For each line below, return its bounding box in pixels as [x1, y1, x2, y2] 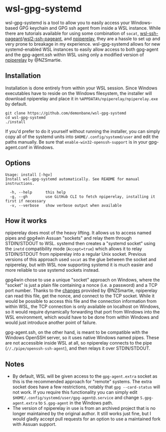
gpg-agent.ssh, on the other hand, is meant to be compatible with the [5, 330, 148, 336]
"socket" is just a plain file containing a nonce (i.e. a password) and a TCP [5, 282, 157, 288]
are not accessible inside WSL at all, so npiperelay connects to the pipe [5, 340, 152, 346]
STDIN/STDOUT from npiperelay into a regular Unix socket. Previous [5, 251, 146, 257]
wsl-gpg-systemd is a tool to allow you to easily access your [5, 20, 130, 26]
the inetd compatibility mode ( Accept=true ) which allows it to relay [5, 246, 142, 252]
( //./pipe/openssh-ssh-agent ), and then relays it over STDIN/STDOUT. [5, 345, 150, 352]
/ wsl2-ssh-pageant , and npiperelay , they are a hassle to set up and [22, 36, 160, 42]
